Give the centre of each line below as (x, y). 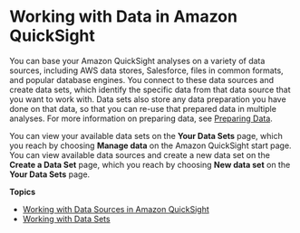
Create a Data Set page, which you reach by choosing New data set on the (150, 164)
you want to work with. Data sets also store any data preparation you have (148, 99)
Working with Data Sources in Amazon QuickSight (116, 209)
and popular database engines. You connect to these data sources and (142, 79)
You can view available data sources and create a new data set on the (140, 154)
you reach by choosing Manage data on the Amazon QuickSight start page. (150, 145)
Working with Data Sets (66, 219)
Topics (23, 191)
